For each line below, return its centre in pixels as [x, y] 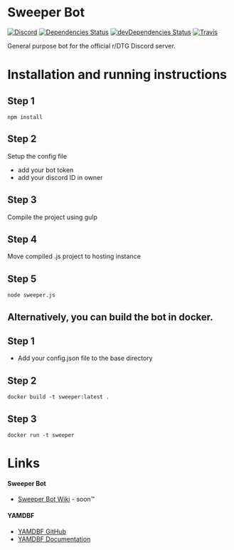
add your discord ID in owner [60, 177]
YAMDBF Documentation [54, 539]
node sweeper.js [31, 295]
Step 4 [22, 239]
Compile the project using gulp [53, 217]
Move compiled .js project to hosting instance [74, 256]
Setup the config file [37, 156]
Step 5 [22, 279]
